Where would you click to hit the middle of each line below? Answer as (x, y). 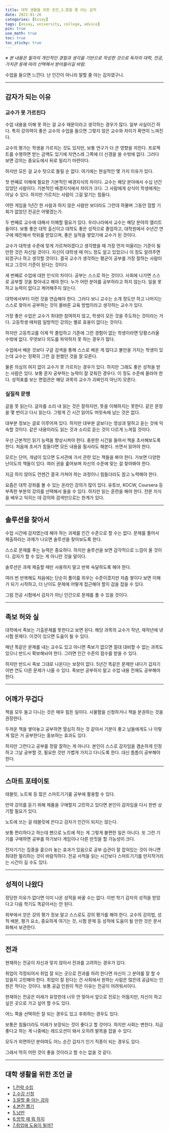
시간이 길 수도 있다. (29, 862)
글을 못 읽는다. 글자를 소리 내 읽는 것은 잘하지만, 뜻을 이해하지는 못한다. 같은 (79, 406)
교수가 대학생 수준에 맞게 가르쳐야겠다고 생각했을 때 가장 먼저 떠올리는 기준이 (80, 246)
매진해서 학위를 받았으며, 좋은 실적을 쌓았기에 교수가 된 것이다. (75, 235)
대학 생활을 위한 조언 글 (39, 1074)
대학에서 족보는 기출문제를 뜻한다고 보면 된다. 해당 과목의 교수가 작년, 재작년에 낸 (84, 630)
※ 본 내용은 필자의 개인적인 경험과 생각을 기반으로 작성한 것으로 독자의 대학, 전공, (84, 58)
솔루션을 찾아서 (27, 520)
